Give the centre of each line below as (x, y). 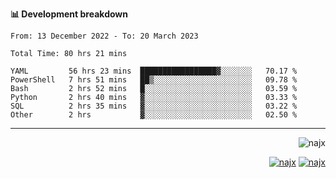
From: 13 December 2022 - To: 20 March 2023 (104, 36)
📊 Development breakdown (69, 14)
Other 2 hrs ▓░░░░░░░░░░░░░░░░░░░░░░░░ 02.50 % (154, 115)
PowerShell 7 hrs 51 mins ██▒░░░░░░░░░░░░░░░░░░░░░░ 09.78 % (154, 80)
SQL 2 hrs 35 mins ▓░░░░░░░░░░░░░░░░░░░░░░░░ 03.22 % (154, 106)
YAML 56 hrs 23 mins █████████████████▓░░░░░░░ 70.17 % (154, 71)
